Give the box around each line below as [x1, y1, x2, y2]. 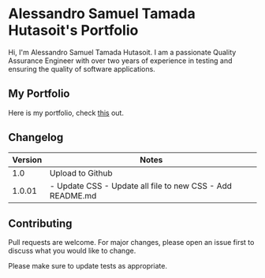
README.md [50, 190, 97, 201]
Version [12, 154, 43, 165]
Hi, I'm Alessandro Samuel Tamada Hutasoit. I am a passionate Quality [8, 47, 237, 57]
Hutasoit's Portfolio [8, 21, 139, 39]
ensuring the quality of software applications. [8, 64, 155, 73]
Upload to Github [50, 167, 113, 178]
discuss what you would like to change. [8, 246, 136, 256]
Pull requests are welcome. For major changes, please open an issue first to [8, 238, 255, 247]
